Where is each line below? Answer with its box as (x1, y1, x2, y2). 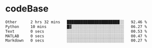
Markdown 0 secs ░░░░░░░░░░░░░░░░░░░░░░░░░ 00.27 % (5, 38, 147, 43)
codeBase (5, 3, 49, 14)
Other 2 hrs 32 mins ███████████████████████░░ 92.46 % (5, 19, 147, 24)
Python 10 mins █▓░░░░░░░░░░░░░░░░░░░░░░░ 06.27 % (5, 24, 147, 29)
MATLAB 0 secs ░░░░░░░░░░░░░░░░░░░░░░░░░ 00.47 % (5, 33, 147, 38)
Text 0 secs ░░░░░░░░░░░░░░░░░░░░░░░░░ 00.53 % (5, 28, 147, 34)
